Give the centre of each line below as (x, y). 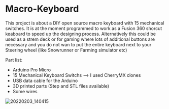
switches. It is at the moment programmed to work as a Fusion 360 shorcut (84, 28)
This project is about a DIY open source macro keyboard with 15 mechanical (85, 23)
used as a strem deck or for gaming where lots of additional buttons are (80, 39)
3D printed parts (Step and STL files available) (61, 86)
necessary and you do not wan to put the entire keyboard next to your (78, 44)
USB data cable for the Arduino (45, 80)
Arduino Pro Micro (32, 70)
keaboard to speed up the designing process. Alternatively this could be (81, 34)
